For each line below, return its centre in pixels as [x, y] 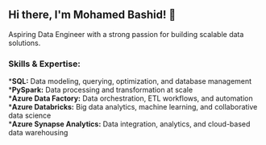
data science [30, 116]
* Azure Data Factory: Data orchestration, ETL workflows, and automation [131, 98]
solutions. [25, 43]
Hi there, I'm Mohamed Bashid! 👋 [92, 15]
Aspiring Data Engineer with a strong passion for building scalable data [126, 34]
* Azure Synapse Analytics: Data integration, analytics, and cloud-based [129, 124]
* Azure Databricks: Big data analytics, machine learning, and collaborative [133, 107]
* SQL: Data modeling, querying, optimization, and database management [130, 81]
